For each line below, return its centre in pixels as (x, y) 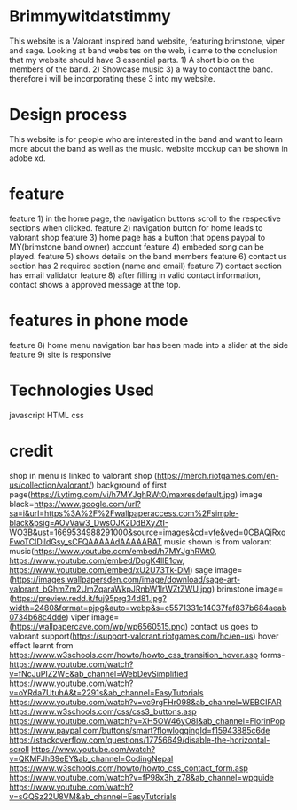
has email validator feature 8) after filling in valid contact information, (135, 275)
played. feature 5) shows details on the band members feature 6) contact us (148, 256)
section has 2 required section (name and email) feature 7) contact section (145, 266)
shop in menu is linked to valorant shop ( (83, 475)
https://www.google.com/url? (88, 504)
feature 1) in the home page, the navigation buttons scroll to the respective (145, 218)
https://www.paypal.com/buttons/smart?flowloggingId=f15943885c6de (140, 730)
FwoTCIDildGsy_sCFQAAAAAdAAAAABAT (86, 541)
